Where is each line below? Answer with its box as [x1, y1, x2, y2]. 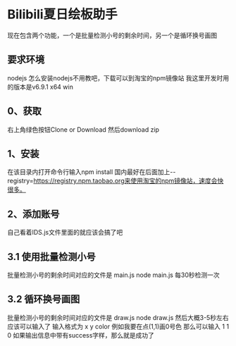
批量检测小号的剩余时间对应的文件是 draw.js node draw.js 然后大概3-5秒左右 [7, 313, 229, 321]
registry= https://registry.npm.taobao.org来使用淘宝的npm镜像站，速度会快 [7, 177, 224, 185]
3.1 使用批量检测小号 [7, 251, 97, 263]
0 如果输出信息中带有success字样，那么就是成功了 [7, 330, 155, 339]
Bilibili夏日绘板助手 [7, 6, 118, 23]
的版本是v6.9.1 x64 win [7, 82, 74, 91]
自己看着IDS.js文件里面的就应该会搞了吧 [7, 228, 123, 237]
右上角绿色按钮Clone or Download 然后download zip [7, 125, 160, 134]
